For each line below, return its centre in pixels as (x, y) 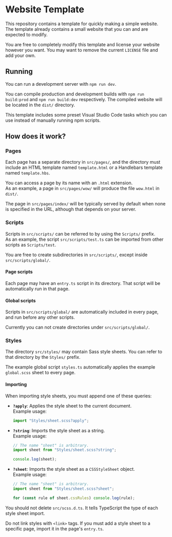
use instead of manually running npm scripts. (53, 120)
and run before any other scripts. (40, 317)
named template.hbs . (28, 173)
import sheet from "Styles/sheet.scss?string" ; (64, 450)
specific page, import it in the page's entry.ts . (55, 529)
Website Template (45, 9)
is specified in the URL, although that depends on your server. (71, 209)
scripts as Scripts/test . (31, 244)
